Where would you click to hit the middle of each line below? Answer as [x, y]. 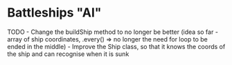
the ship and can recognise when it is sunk [68, 54]
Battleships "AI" [54, 13]
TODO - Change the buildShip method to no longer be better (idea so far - [113, 32]
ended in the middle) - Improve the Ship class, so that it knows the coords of [116, 46]
